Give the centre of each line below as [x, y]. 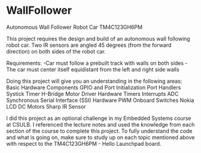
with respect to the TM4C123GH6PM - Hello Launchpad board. [84, 143]
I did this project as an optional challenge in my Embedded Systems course [99, 118]
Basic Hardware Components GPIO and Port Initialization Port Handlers [94, 87]
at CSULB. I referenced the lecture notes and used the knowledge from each [100, 124]
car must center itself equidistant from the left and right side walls [98, 69]
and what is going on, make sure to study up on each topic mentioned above [100, 137]
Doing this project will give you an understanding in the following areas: [94, 81]
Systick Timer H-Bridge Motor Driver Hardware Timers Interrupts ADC [92, 94]
